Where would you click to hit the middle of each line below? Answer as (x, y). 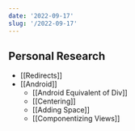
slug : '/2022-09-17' (43, 23)
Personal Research (57, 56)
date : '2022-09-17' (41, 16)
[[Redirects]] (41, 76)
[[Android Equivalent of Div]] (80, 93)
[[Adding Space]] (61, 110)
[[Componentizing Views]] (76, 119)
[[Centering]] (54, 101)
